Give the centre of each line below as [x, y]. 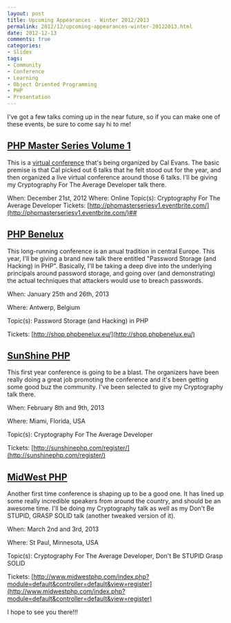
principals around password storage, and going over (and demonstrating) [111, 273]
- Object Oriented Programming [52, 84]
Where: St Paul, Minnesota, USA [53, 543]
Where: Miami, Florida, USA [47, 421]
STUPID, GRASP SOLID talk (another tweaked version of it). [91, 516]
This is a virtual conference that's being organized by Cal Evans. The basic [113, 162]
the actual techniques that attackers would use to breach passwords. [105, 280]
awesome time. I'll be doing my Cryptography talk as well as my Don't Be [111, 508]
